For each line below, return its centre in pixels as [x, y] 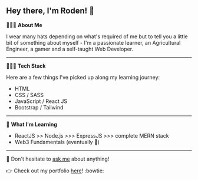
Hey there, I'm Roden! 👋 [50, 11]
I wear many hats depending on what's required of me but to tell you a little [97, 36]
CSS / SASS [29, 95]
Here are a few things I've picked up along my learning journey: [83, 77]
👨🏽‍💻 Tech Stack [26, 66]
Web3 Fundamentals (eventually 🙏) [57, 142]
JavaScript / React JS [41, 101]
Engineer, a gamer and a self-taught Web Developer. [70, 49]
